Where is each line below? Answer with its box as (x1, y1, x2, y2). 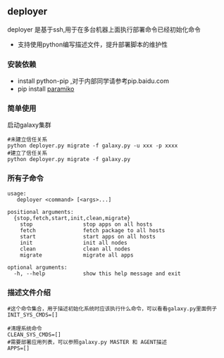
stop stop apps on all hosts (20, 221, 153, 228)
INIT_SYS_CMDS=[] (7, 312, 58, 319)
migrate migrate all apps (20, 251, 134, 259)
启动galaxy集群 (7, 121, 51, 129)
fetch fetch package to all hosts (20, 226, 166, 234)
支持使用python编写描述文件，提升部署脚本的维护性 (17, 40, 168, 49)
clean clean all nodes (20, 245, 131, 252)
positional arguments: (7, 208, 74, 215)
